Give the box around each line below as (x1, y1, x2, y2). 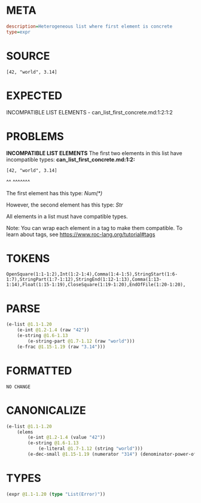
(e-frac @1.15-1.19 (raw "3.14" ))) (17, 344, 106, 350)
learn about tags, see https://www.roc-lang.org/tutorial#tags (6, 231, 156, 238)
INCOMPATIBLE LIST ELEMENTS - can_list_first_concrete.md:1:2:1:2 (6, 108, 173, 116)
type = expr (6, 29, 31, 35)
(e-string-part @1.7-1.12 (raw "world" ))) (28, 338, 135, 344)
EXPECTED (6, 89, 63, 102)
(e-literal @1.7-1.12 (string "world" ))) (38, 446, 144, 452)
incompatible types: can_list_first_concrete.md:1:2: (6, 156, 136, 163)
